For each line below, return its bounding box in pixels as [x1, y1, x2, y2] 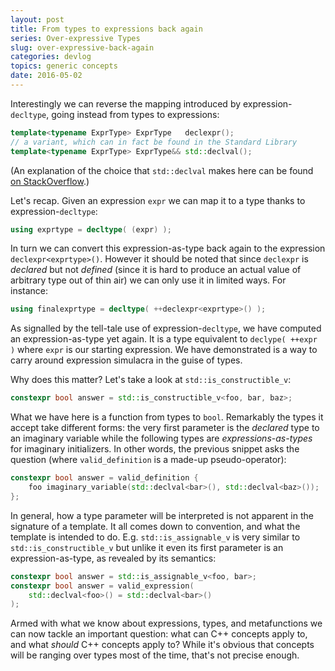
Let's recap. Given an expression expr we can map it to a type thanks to [10, 194, 306, 206]
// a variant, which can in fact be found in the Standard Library [10, 137, 298, 147]
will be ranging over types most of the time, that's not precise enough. [10, 649, 300, 661]
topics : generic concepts [10, 61, 118, 71]
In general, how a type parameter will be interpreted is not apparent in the [10, 509, 314, 521]
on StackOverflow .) [10, 175, 90, 187]
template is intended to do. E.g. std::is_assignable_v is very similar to [10, 531, 301, 543]
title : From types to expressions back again [10, 24, 203, 34]
